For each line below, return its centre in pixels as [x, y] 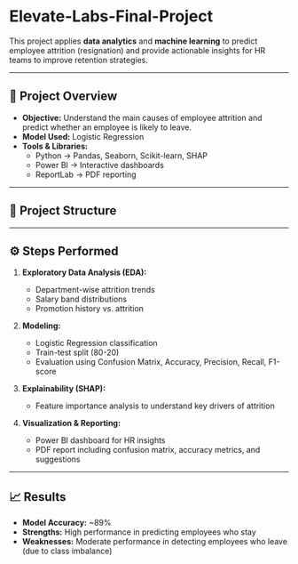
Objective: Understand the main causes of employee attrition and [142, 117]
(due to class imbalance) [67, 551]
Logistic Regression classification [96, 343]
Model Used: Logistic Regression [83, 136]
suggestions [58, 459]
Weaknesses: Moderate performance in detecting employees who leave [155, 542]
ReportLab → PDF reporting [86, 174]
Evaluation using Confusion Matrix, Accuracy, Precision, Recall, [151, 362]
